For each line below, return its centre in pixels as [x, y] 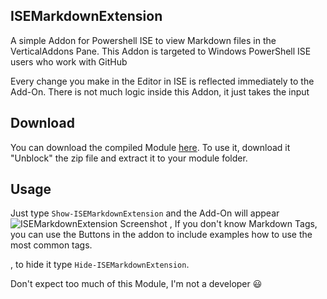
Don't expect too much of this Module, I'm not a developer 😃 [136, 284]
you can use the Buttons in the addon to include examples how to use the [161, 235]
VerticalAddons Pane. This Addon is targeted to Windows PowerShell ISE [161, 51]
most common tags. [51, 245]
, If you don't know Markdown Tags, [243, 224]
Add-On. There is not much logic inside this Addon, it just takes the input [160, 91]
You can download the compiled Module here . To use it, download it [150, 147]
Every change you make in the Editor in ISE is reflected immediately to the [162, 81]
